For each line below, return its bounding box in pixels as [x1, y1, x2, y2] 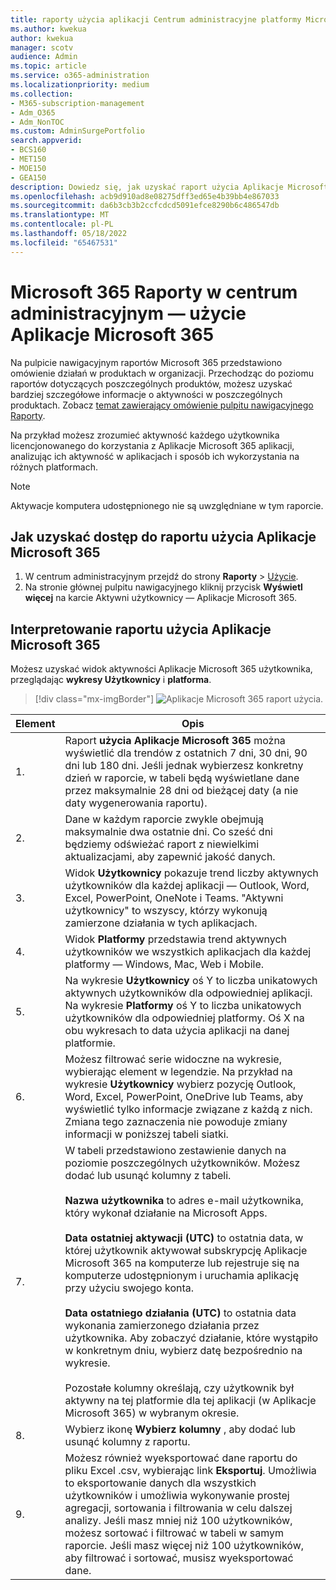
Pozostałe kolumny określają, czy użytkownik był [64, 1381, 295, 1395]
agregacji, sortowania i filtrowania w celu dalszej [64, 1501, 293, 1515]
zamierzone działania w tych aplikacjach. [64, 916, 258, 930]
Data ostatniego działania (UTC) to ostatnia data [64, 1306, 297, 1320]
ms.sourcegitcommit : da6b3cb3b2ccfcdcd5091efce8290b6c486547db [10, 201, 280, 211]
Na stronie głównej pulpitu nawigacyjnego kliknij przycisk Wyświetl [24, 581, 303, 593]
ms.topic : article [10, 61, 87, 71]
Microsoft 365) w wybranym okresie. [64, 1406, 240, 1420]
